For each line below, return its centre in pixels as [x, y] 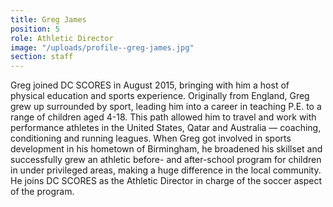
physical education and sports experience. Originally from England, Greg [160, 96]
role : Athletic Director [62, 38]
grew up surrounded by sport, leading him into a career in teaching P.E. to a [166, 107]
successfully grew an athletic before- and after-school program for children [166, 160]
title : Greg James [48, 19]
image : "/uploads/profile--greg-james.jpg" [102, 47]
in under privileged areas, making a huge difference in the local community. [166, 170]
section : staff [42, 57]
